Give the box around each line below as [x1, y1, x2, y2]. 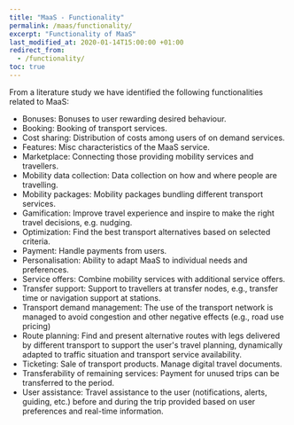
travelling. [21, 179, 59, 190]
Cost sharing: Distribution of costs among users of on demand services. [21, 132, 285, 143]
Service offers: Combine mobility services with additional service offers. [21, 273, 286, 284]
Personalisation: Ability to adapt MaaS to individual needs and [21, 255, 248, 265]
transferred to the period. [21, 377, 115, 388]
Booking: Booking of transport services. [21, 122, 168, 133]
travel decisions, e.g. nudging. [21, 216, 133, 227]
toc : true [9, 63, 46, 72]
